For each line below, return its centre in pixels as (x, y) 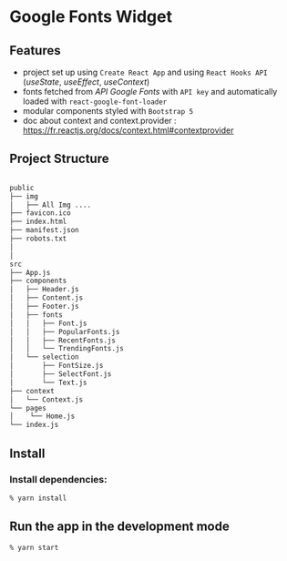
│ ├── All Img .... (51, 205)
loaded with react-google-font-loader (95, 101)
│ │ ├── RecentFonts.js (63, 340)
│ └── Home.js (42, 416)
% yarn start (34, 547)
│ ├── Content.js (46, 298)
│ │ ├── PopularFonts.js (65, 331)
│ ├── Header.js (44, 290)
